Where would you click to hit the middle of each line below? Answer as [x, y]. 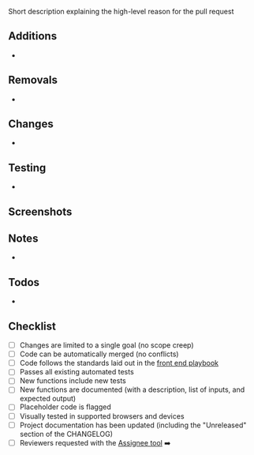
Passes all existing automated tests [77, 372]
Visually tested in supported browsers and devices [102, 416]
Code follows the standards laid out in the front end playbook [119, 363]
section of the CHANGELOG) [66, 434]
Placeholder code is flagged [65, 407]
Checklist [32, 326]
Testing [27, 168]
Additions [33, 36]
